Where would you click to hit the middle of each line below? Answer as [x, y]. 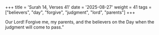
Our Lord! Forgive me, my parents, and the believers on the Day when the [80, 22]
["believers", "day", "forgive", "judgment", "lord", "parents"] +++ [70, 12]
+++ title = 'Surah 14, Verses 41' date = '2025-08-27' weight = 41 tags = [79, 7]
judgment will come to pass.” [35, 27]
